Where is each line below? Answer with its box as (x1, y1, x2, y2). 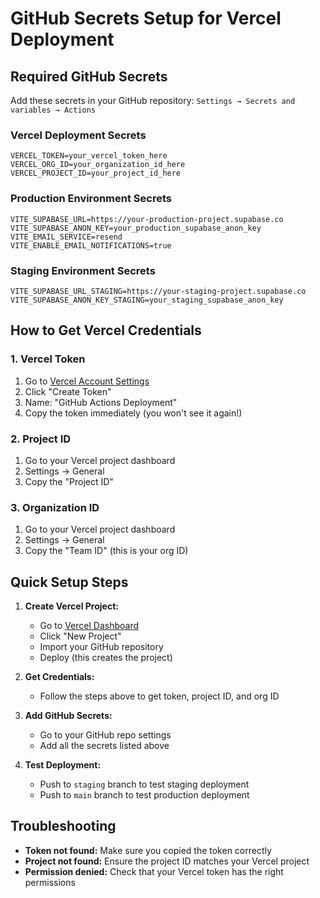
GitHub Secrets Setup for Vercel (10, 7, 282, 30)
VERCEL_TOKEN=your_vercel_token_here (10, 151, 168, 161)
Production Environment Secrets (10, 192, 172, 206)
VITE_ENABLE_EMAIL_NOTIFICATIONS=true (10, 240, 172, 251)
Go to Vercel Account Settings (24, 375, 150, 387)
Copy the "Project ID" (24, 475, 114, 487)
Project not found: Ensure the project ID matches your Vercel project (24, 855, 310, 867)
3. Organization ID (10, 500, 100, 514)
